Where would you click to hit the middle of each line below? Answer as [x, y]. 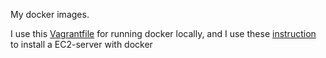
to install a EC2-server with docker [81, 44]
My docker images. [50, 14]
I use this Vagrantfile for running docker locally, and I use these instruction [163, 33]
